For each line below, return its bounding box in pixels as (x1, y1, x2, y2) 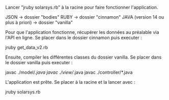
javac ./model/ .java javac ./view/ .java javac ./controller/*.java (5, 69, 133, 75)
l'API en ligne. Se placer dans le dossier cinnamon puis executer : (5, 35, 142, 40)
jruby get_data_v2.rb (5, 44, 48, 50)
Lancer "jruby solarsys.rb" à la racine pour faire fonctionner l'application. (5, 5, 158, 10)
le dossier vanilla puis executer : (5, 60, 73, 65)
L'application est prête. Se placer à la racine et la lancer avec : (5, 79, 135, 85)
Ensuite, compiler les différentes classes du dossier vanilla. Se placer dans (5, 54, 162, 60)
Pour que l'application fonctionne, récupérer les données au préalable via (5, 29, 159, 35)
